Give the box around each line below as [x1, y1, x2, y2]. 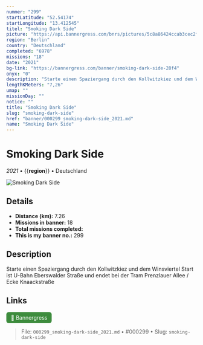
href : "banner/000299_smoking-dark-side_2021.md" [6, 115, 134, 121]
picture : [6, 31, 28, 37]
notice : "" [6, 98, 34, 105]
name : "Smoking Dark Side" [6, 121, 74, 127]
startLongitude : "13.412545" [6, 20, 80, 26]
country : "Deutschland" [6, 43, 66, 49]
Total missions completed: [14, 225, 83, 233]
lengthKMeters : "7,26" [6, 82, 63, 88]
